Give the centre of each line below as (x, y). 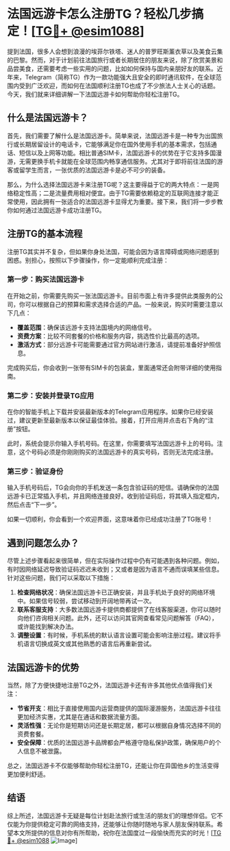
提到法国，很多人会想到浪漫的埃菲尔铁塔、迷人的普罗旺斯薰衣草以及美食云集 (115, 51)
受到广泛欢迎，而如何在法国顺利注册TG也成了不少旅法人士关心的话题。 (119, 86)
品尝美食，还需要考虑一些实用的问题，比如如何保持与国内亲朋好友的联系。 (112, 68)
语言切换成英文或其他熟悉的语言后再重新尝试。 (89, 644)
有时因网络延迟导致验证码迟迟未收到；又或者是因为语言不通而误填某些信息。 (115, 570)
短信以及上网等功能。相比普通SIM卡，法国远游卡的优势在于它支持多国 (117, 153)
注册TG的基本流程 (45, 234)
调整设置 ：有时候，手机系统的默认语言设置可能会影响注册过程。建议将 (116, 635)
